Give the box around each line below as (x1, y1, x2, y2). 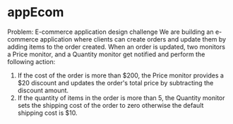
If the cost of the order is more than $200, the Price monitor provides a (17, 71, 225, 80)
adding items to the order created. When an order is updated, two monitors (7, 42, 226, 51)
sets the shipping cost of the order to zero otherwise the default (17, 101, 204, 109)
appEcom (7, 4, 64, 20)
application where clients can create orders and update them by (40, 35, 227, 43)
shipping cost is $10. (17, 108, 78, 117)
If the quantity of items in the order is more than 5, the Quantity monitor (17, 93, 225, 102)
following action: (7, 57, 56, 66)
